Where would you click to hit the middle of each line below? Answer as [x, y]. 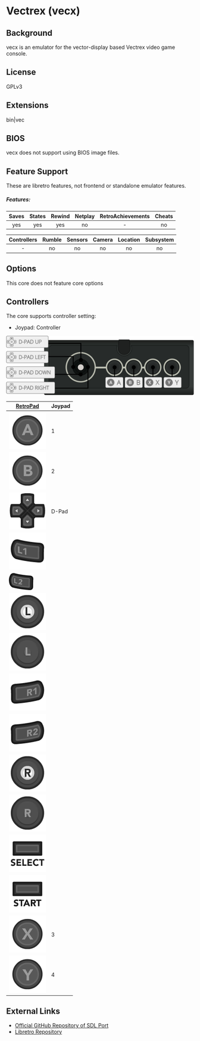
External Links [33, 1011]
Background [29, 33]
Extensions [27, 105]
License [21, 72]
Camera [103, 239]
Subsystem [160, 239]
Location [129, 239]
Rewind [60, 216]
